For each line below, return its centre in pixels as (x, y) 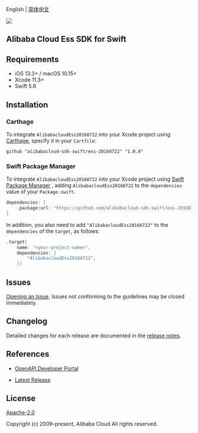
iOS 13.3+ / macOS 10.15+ (46, 74)
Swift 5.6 (25, 86)
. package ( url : (34, 208)
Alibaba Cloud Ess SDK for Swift (66, 39)
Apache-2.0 (21, 412)
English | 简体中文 (28, 9)
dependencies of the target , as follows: (53, 231)
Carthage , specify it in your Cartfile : (51, 141)
